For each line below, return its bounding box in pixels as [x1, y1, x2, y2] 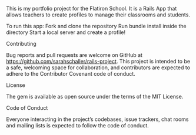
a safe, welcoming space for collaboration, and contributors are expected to [6, 64, 190, 71]
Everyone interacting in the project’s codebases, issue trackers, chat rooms [6, 116, 189, 123]
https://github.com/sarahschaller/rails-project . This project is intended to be [6, 58, 190, 65]
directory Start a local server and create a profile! [6, 29, 126, 36]
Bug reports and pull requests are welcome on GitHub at [6, 52, 143, 58]
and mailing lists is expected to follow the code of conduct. [6, 122, 149, 129]
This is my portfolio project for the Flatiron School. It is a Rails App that [6, 5, 177, 12]
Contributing [6, 41, 36, 47]
